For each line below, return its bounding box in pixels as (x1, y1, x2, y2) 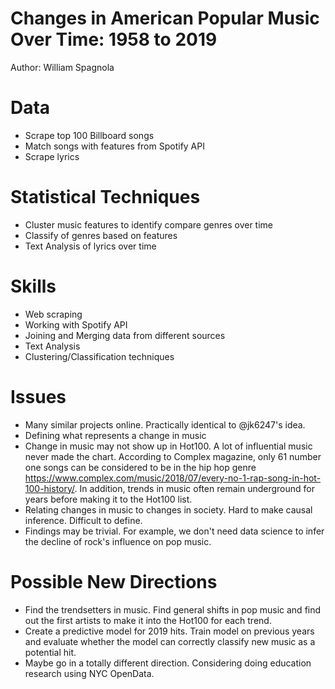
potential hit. (24, 646, 77, 658)
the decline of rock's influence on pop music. (24, 535, 212, 547)
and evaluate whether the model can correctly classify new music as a (24, 635, 316, 647)
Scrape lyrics (24, 150, 80, 162)
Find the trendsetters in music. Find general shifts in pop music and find (24, 603, 322, 616)
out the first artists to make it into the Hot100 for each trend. (24, 614, 272, 626)
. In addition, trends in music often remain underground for (74, 482, 315, 494)
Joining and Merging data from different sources (24, 329, 226, 341)
